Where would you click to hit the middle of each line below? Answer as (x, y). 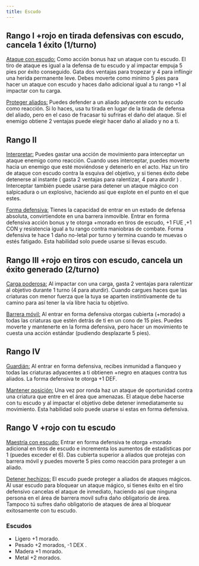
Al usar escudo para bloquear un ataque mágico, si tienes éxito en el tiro (95, 485)
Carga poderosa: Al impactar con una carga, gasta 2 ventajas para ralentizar (99, 284)
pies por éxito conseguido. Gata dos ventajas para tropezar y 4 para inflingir (99, 72)
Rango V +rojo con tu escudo (61, 428)
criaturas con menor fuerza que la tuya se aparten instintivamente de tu (94, 296)
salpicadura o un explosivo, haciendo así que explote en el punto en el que (97, 192)
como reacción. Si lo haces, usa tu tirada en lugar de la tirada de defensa (96, 109)
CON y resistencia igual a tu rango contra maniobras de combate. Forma (95, 229)
